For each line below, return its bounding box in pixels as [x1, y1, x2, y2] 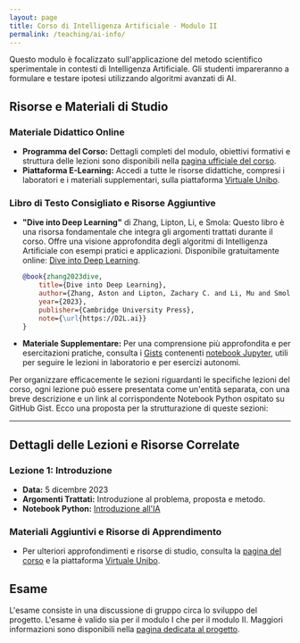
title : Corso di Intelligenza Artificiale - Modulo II [9, 21, 218, 30]
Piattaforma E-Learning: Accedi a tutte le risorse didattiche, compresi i [21, 165, 286, 176]
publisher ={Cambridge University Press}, [38, 305, 195, 314]
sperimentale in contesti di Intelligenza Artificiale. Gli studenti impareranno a [9, 63, 290, 74]
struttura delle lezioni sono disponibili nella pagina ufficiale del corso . [21, 155, 277, 166]
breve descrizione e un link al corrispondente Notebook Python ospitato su [9, 394, 286, 405]
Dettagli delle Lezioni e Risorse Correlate [9, 437, 240, 452]
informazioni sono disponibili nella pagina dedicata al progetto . [9, 624, 240, 635]
